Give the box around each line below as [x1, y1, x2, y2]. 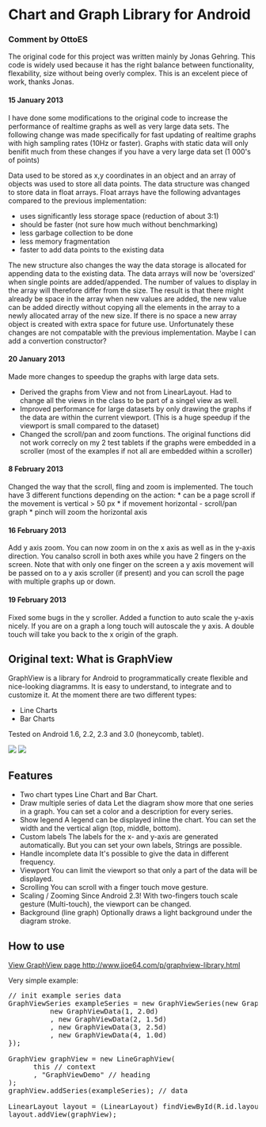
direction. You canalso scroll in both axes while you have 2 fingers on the [8, 551, 247, 561]
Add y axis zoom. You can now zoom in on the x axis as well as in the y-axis [8, 543, 256, 553]
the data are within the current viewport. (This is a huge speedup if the [19, 412, 251, 422]
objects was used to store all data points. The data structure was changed [8, 178, 250, 188]
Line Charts [19, 706, 58, 715]
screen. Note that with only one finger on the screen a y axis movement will [8, 560, 255, 569]
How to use [8, 939, 65, 953]
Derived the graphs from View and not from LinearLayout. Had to [19, 387, 232, 397]
